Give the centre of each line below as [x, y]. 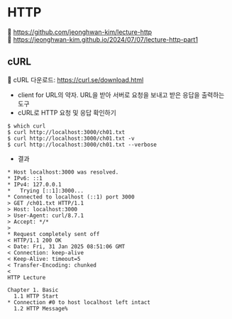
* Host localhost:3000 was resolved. [63, 172]
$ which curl [27, 126]
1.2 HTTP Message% [41, 308]
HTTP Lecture [27, 277]
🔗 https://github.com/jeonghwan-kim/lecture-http [80, 32]
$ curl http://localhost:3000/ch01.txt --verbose [82, 145]
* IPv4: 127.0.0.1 [34, 184]
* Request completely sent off [54, 234]
